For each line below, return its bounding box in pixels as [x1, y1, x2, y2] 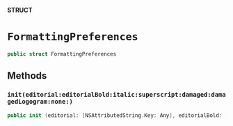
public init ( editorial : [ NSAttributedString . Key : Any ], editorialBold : [7, 111, 223, 119]
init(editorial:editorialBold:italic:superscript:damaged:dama [7, 90, 226, 99]
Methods [7, 70, 47, 82]
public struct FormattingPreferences [7, 50, 117, 58]
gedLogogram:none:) [7, 97, 73, 106]
